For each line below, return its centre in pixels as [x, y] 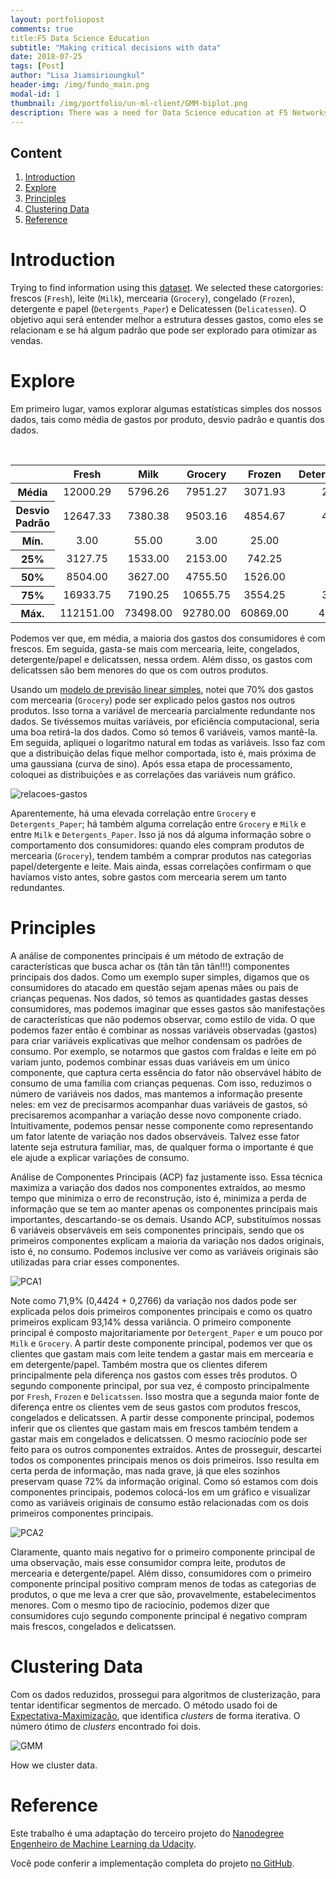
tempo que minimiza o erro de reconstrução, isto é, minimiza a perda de [158, 1198]
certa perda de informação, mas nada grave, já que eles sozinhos [145, 1470]
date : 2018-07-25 [46, 57]
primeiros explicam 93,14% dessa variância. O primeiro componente [151, 1322]
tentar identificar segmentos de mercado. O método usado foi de [144, 1705]
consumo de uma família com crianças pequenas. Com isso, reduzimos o [161, 1083]
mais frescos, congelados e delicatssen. [93, 1626]
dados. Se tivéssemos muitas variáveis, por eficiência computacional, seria [165, 722]
